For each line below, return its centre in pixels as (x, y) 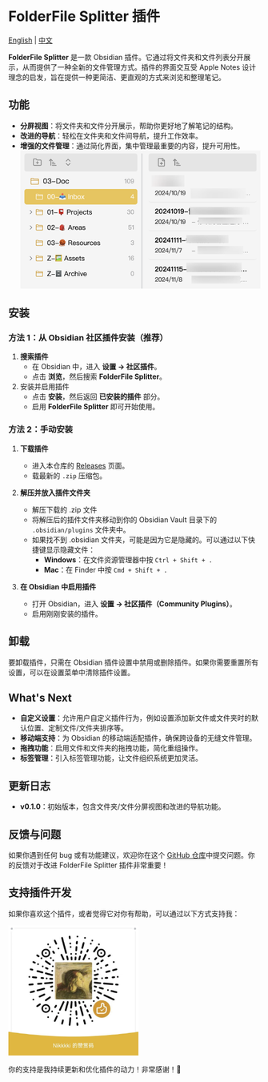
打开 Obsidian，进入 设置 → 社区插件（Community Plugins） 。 (134, 603)
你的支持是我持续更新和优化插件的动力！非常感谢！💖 (95, 1069)
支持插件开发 (40, 893)
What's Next (40, 698)
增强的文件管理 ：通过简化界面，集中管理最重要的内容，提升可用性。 (132, 146)
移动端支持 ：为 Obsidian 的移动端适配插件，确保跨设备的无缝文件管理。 (138, 738)
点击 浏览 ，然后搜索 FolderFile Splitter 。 (99, 376)
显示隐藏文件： (71, 549)
